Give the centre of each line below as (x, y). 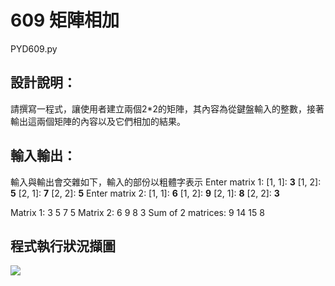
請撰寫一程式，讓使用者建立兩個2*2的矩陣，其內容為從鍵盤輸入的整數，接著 (167, 108)
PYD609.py (34, 48)
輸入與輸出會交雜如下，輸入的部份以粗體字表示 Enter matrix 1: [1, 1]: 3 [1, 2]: (166, 182)
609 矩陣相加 (65, 20)
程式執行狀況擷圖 (63, 246)
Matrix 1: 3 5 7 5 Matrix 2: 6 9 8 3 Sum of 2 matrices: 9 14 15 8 (137, 212)
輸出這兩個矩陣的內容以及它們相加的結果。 (98, 121)
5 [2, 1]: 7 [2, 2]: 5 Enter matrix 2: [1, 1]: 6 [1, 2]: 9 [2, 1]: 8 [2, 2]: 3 (145, 193)
